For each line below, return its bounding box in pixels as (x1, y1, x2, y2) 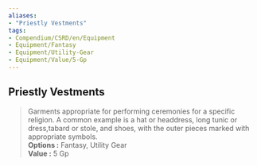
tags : (8, 26, 26, 34)
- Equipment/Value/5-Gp (8, 56, 88, 64)
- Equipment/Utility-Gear (8, 48, 94, 56)
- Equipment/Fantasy (8, 41, 77, 49)
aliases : (8, 11, 37, 20)
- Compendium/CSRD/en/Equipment (8, 33, 115, 42)
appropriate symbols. (27, 132, 98, 141)
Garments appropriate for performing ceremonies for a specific (27, 106, 236, 116)
